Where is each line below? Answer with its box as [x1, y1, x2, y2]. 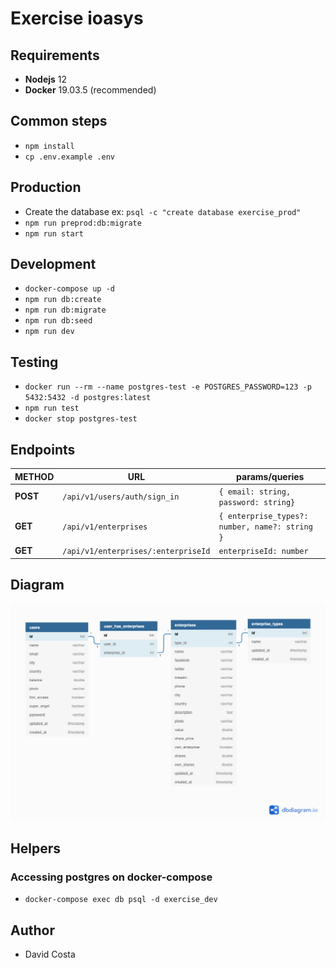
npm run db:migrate [24, 305, 107, 316]
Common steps [10, 113, 108, 130]
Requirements [10, 47, 100, 64]
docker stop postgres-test [24, 414, 138, 424]
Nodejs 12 [24, 73, 68, 85]
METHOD [14, 470, 55, 482]
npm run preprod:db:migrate [24, 218, 142, 228]
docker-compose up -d [24, 284, 115, 294]
